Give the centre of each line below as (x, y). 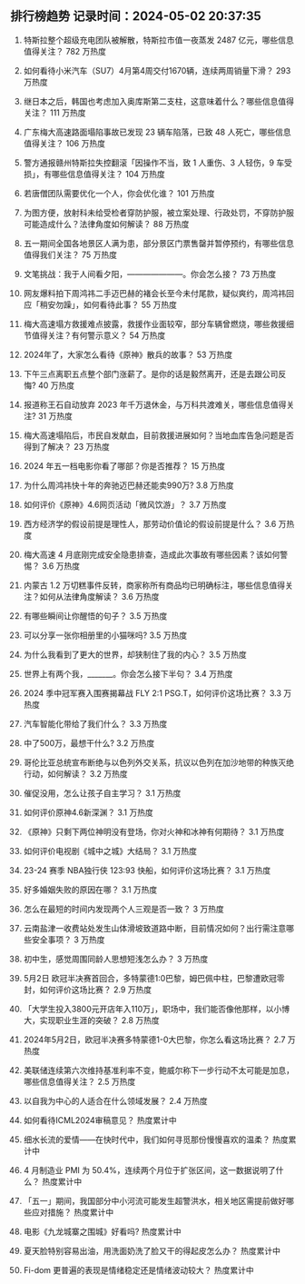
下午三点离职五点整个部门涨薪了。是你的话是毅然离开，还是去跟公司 (151, 373)
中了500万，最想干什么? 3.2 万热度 (89, 742)
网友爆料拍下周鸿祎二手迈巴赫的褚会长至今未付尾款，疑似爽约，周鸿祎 (155, 293)
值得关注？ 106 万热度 (64, 143)
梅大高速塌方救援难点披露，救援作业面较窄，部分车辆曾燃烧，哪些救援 (155, 323)
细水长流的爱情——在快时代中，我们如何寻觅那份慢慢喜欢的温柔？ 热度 (156, 1140)
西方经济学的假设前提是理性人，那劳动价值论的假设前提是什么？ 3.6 (150, 523)
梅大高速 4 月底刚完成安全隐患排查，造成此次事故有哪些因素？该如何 (152, 554)
